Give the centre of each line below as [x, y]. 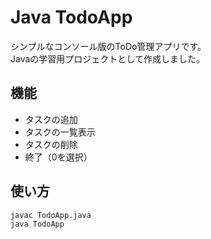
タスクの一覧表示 [60, 132]
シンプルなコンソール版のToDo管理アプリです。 [108, 46]
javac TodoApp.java [51, 215]
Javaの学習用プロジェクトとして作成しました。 [107, 58]
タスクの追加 [51, 119]
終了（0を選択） [58, 157]
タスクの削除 [51, 144]
